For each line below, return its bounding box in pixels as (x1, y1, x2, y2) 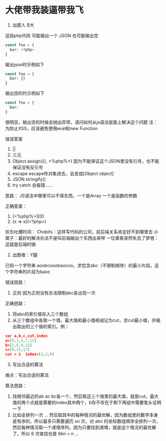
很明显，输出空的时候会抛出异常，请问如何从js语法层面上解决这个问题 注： (5, 119, 158, 125)
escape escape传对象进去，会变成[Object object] (12, 170, 114, 176)
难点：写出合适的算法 (5, 372, 49, 378)
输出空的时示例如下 (5, 90, 45, 96)
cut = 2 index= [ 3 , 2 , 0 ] (5, 352, 55, 357)
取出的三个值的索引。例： (16, 323, 70, 329)
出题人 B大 (12, 22, 34, 28)
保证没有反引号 (12, 164, 43, 170)
